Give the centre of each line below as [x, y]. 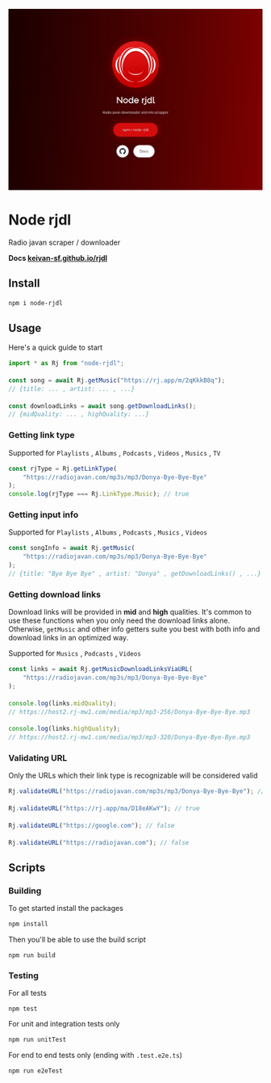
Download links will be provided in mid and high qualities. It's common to [130, 612]
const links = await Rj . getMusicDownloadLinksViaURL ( [101, 670]
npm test [23, 1009]
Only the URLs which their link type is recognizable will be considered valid [133, 775]
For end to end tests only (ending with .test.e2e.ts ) [96, 1056]
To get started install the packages [66, 909]
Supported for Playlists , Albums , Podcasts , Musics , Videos [108, 532]
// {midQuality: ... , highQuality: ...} [79, 414]
